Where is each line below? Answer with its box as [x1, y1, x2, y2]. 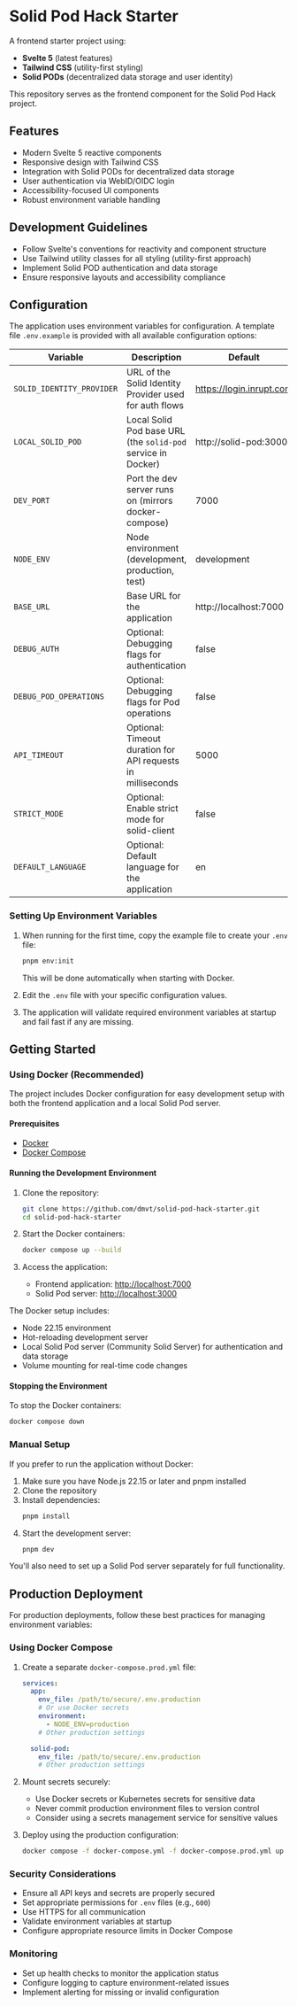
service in [126, 447, 168, 460]
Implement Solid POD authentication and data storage [21, 262, 218, 273]
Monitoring [9, 1948, 58, 1960]
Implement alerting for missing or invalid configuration [21, 1987, 219, 1997]
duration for [126, 744, 176, 756]
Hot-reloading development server [21, 1332, 148, 1343]
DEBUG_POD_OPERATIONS [13, 692, 104, 701]
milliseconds [126, 777, 179, 789]
